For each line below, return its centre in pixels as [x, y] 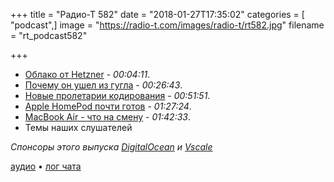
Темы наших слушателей [78, 127]
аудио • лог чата [46, 166]
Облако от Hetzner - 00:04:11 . [87, 74]
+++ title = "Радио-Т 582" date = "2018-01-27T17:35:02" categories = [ [157, 14]
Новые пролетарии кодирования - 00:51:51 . [117, 95]
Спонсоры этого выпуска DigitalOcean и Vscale [111, 147]
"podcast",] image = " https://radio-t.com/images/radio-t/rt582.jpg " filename [167, 25]
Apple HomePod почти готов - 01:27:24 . [108, 106]
